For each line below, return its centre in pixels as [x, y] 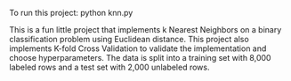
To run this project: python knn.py [71, 13]
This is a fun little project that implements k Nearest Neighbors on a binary [145, 29]
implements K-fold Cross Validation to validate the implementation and [138, 48]
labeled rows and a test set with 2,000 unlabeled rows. [109, 67]
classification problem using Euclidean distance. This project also [129, 39]
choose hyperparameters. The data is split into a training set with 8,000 [140, 58]
